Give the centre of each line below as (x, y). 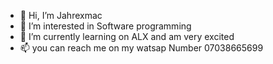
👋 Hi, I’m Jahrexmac (61, 15)
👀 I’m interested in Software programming (105, 26)
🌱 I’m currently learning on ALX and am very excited (127, 36)
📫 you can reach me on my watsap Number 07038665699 (141, 48)
